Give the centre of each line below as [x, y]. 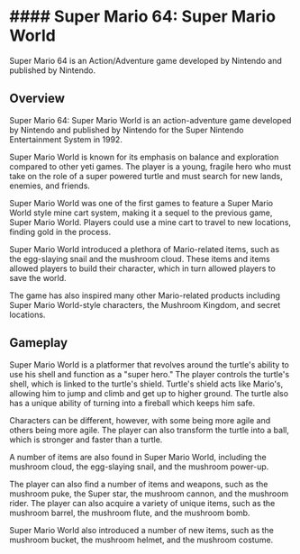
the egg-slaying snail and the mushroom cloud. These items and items [140, 259]
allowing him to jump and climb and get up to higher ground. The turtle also [149, 393]
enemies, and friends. [50, 186]
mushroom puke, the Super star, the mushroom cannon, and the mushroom [149, 494]
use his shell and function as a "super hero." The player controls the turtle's [150, 374]
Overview [37, 99]
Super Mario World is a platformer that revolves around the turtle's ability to [150, 364]
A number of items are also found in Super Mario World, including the [138, 457]
